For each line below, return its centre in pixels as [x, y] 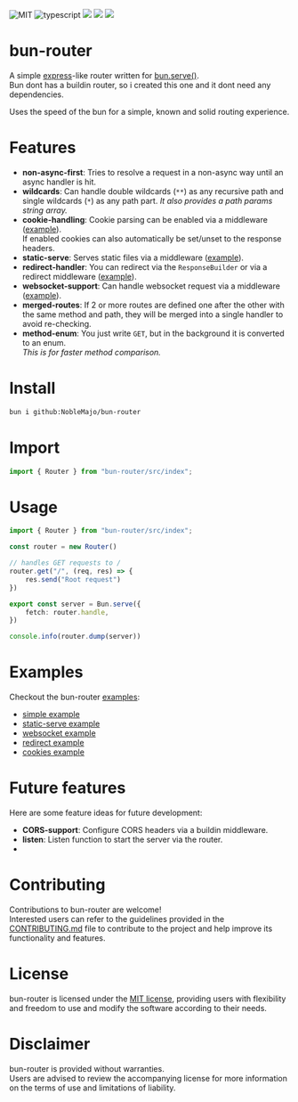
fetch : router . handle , [67, 612]
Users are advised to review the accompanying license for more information [148, 1078]
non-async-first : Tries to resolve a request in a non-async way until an [153, 172]
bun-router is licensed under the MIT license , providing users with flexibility [148, 999]
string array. [45, 210]
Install [32, 388]
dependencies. [36, 94]
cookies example [53, 752]
